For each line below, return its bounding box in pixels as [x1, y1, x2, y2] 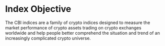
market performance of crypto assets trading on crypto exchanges [5, 24, 142, 30]
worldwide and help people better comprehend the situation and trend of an [5, 30, 160, 36]
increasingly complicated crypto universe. [5, 35, 91, 41]
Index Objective [5, 3, 71, 15]
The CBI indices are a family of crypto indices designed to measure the [5, 20, 150, 25]
